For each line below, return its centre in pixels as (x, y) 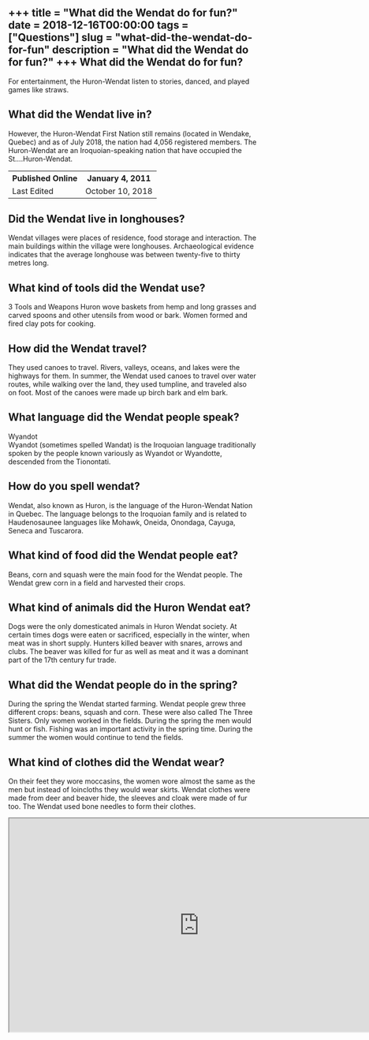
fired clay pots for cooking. (52, 324)
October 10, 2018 (119, 191)
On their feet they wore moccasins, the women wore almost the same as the (132, 781)
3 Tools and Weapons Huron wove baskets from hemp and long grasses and (132, 307)
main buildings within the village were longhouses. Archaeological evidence (131, 246)
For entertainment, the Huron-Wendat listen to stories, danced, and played (129, 81)
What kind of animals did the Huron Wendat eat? (129, 607)
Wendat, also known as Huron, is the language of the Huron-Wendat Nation (130, 505)
